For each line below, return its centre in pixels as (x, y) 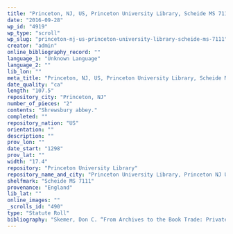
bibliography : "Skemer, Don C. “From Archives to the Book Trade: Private (118, 219)
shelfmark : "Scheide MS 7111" (51, 181)
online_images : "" (34, 200)
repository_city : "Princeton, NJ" (57, 98)
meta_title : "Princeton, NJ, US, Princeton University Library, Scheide (114, 78)
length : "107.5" (31, 91)
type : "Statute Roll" (38, 213)
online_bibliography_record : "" (54, 53)
